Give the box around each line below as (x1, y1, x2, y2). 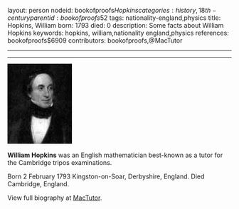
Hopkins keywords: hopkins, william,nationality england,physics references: (7, 28, 229, 37)
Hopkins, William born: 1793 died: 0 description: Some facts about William (7, 21, 224, 29)
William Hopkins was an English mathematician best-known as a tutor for (7, 151, 223, 159)
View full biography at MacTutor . (7, 193, 102, 202)
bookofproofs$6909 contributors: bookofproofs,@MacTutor (7, 36, 183, 45)
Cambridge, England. (7, 180, 70, 188)
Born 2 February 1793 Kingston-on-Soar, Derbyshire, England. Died (7, 172, 205, 181)
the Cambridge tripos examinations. (7, 159, 112, 166)
